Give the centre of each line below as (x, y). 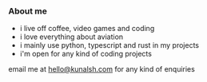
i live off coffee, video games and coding (87, 29)
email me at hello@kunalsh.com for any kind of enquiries (102, 69)
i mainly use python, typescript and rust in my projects (109, 45)
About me (28, 11)
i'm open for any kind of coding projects (86, 54)
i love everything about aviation (72, 37)
